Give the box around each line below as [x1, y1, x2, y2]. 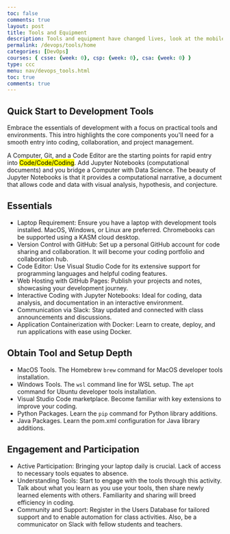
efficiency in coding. [16, 498, 75, 507]
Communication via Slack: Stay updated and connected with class [16, 305, 204, 314]
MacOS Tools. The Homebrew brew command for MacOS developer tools [16, 366, 223, 374]
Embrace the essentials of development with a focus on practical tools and [7, 124, 218, 132]
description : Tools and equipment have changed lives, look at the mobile [7, 36, 225, 42]
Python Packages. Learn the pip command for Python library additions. [16, 409, 218, 418]
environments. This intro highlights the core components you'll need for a [7, 131, 214, 139]
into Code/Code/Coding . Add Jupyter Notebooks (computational [7, 159, 190, 167]
